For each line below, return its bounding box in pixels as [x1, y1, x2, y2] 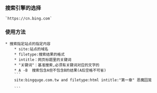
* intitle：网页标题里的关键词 [14, 57, 71, 62]
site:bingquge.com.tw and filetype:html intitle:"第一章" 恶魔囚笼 [14, 77, 152, 82]
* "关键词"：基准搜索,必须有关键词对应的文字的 [14, 62, 100, 67]
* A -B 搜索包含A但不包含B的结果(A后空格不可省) [14, 67, 106, 73]
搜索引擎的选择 [5, 4, 41, 11]
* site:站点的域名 [14, 46, 49, 51]
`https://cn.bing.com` [5, 16, 52, 21]
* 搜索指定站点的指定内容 [5, 41, 51, 46]
